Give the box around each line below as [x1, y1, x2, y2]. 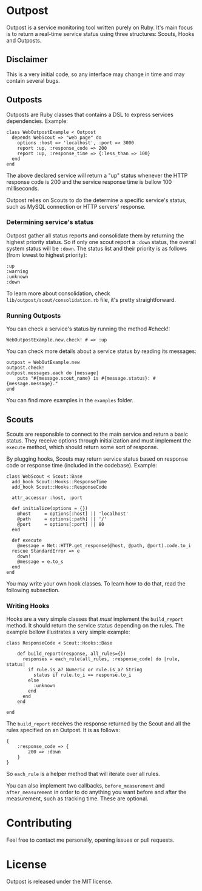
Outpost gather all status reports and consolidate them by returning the [6, 232, 184, 239]
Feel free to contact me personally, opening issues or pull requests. [6, 836, 175, 844]
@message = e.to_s [17, 558, 64, 565]
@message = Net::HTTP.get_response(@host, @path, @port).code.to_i [17, 542, 191, 548]
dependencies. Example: [6, 117, 68, 125]
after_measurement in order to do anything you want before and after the [6, 789, 187, 796]
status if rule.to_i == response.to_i [33, 672, 132, 679]
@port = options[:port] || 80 [17, 521, 104, 527]
